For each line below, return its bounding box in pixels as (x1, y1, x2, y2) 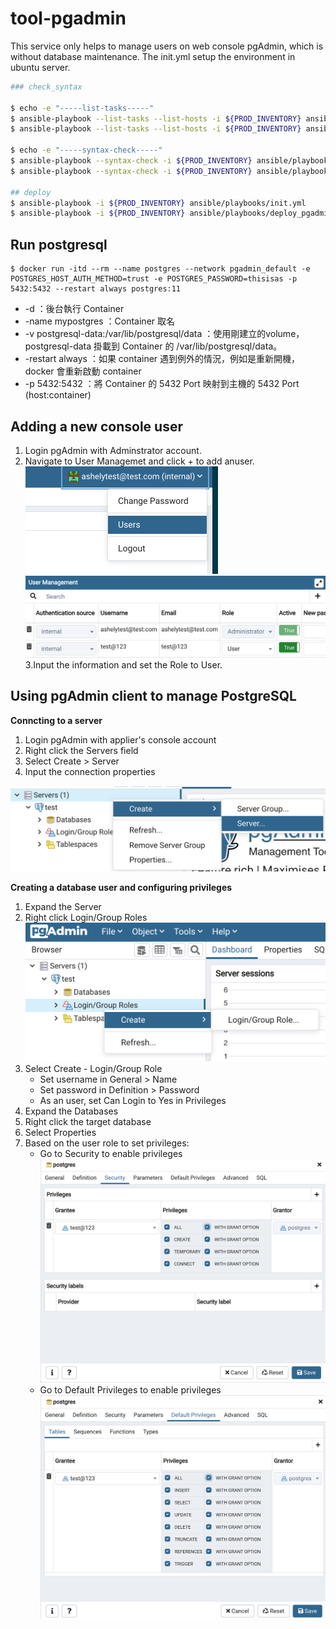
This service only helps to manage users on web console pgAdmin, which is (10, 40, 324, 52)
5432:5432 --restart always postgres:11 (10, 284, 182, 294)
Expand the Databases (24, 1105, 119, 1117)
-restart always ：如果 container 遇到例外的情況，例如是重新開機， (24, 353, 301, 365)
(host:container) (24, 389, 92, 401)
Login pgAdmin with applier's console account (24, 733, 217, 746)
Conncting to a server (10, 714, 103, 726)
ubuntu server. (10, 61, 71, 73)
